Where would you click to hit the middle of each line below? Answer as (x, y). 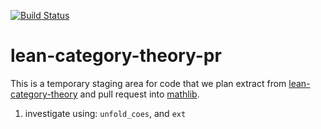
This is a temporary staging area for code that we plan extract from (148, 83)
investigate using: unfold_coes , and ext (105, 113)
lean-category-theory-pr (116, 56)
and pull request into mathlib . (139, 94)
